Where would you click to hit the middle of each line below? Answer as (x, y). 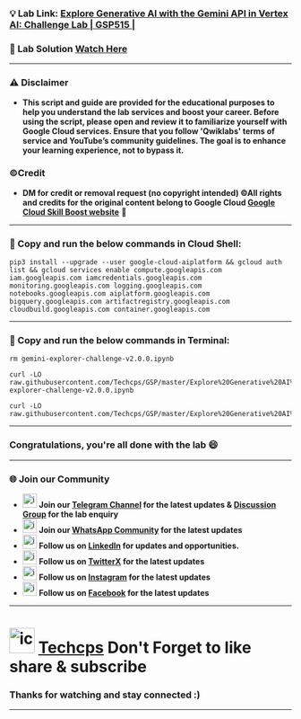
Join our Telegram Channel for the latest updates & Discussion (158, 505)
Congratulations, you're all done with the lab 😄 (114, 445)
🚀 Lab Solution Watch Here (69, 49)
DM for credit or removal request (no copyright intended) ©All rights (152, 192)
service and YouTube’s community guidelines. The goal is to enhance (154, 140)
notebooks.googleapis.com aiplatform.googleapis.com (110, 294)
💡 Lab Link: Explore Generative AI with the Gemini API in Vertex (149, 13)
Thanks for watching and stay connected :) (105, 695)
